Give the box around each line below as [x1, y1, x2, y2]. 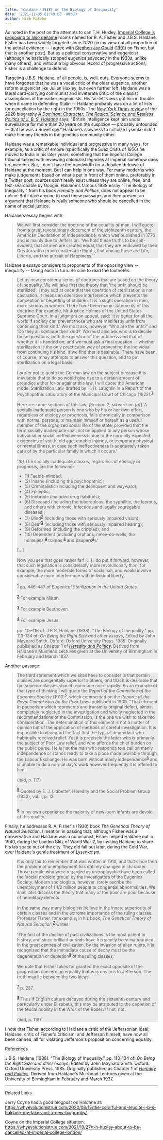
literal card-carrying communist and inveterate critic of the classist [5, 90, 138, 96]
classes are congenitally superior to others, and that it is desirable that [16, 677, 158, 683]
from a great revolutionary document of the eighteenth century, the [16, 227, 151, 233]
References [5, 1046, 28, 1052]
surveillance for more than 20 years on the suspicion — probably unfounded [5, 121, 158, 127]
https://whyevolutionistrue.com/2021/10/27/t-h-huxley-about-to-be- [5, 1124, 142, 1130]
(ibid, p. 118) [16, 1017, 41, 1022]
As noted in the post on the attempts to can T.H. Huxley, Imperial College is [5, 30, 155, 35]
